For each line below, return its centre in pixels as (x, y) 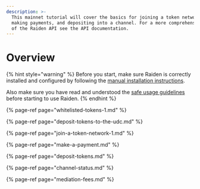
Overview (31, 58)
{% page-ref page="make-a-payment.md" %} (63, 145)
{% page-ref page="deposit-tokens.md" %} (60, 156)
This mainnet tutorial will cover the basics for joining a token (96, 17)
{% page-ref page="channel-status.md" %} (60, 168)
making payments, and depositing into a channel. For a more (89, 23)
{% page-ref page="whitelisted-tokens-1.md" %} (66, 110)
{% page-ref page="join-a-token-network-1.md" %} (70, 133)
